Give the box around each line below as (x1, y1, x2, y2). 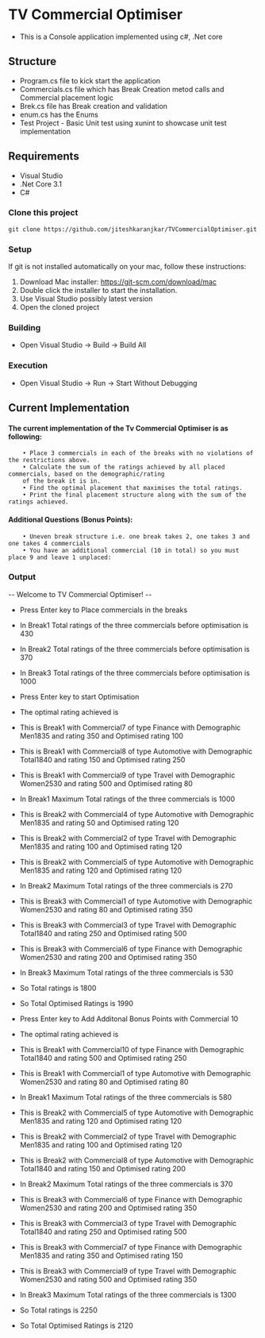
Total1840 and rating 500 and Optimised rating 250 (19, 1053, 187, 1062)
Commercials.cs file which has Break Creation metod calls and (19, 84, 225, 94)
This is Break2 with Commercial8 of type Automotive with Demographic (19, 1155, 254, 1165)
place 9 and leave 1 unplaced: (8, 553, 112, 561)
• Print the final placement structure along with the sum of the (22, 491, 247, 499)
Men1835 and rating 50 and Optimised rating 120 (19, 818, 179, 827)
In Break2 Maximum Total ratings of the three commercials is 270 (19, 881, 233, 890)
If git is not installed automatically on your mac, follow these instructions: (8, 262, 247, 272)
